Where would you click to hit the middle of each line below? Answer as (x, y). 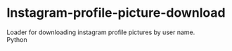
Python (17, 39)
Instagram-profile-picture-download (116, 13)
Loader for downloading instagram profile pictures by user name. (101, 32)
